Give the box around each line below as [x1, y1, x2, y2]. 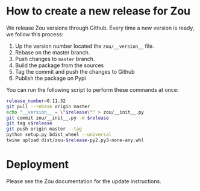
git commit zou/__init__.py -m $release [6, 115, 110, 121]
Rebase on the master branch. [14, 48, 90, 56]
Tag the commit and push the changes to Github [14, 68, 135, 75]
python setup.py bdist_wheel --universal [6, 132, 112, 138]
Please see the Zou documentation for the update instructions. [6, 177, 161, 185]
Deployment [6, 158, 69, 172]
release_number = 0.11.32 [6, 98, 66, 104]
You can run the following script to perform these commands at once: [6, 86, 179, 93]
